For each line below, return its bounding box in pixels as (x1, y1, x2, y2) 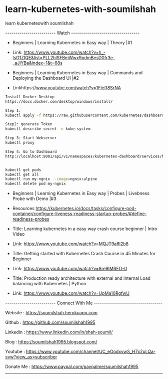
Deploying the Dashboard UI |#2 (12, 75, 79, 81)
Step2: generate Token (5, 122, 52, 127)
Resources (12, 206, 35, 212)
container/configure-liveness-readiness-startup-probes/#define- (12, 211, 147, 217)
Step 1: (5, 108, 21, 113)
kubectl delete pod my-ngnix (5, 181, 66, 186)
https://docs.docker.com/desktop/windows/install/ (5, 99, 113, 104)
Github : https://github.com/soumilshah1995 (5, 319, 96, 325)
